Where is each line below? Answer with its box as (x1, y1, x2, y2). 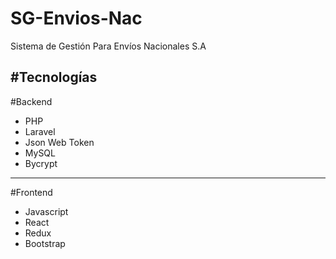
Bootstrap (24, 237, 66, 249)
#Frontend (10, 186, 53, 198)
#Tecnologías (10, 69, 98, 86)
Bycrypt (24, 157, 58, 169)
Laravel (24, 125, 56, 137)
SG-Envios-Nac (10, 7, 143, 30)
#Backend (10, 95, 53, 107)
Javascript (24, 205, 69, 217)
